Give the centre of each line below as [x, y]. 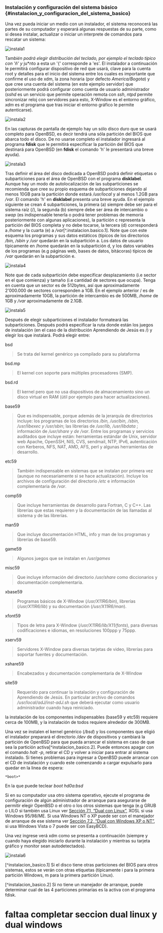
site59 [11, 683]
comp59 [13, 496]
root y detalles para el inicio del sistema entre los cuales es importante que [80, 74]
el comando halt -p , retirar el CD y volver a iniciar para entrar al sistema [77, 753]
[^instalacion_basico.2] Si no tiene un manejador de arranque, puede [74, 885]
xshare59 [15, 664]
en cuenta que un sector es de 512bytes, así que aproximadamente [72, 286]
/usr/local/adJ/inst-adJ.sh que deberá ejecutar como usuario [78, 702]
